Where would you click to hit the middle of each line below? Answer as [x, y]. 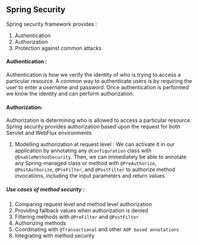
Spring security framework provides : [52, 24]
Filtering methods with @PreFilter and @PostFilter [77, 217]
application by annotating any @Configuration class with [83, 151]
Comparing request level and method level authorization [83, 204]
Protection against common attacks [58, 48]
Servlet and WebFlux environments [49, 133]
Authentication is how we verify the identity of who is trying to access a [93, 75]
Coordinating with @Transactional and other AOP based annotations [97, 230]
